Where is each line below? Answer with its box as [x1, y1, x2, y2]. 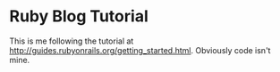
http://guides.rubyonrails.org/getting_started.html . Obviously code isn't [9, 44, 271, 55]
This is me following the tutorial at [9, 36, 134, 46]
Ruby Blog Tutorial [9, 6, 149, 27]
